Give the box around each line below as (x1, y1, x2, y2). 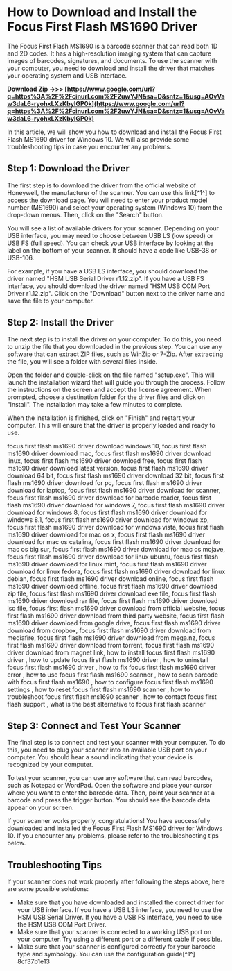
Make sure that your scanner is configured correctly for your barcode (17, 943, 216, 951)
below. (7, 839, 26, 847)
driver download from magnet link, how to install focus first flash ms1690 (7, 648, 215, 657)
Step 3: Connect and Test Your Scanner (7, 720, 181, 732)
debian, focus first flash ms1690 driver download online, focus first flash (7, 574, 214, 583)
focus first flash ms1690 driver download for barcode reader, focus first (7, 493, 212, 502)
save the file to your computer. (7, 296, 95, 305)
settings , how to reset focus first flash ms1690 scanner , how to (7, 685, 190, 693)
